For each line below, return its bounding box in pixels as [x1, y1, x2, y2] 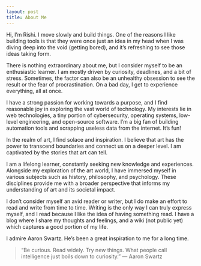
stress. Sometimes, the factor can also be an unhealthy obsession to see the [6, 74, 196, 82]
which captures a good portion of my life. [6, 223, 109, 230]
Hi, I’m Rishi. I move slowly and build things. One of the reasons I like [6, 31, 176, 38]
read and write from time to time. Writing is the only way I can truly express [6, 204, 192, 211]
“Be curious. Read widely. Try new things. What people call [20, 246, 167, 253]
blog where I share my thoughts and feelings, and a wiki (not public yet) [6, 217, 184, 224]
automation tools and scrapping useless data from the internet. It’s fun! [6, 124, 181, 131]
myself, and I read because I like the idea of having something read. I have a [6, 210, 194, 217]
